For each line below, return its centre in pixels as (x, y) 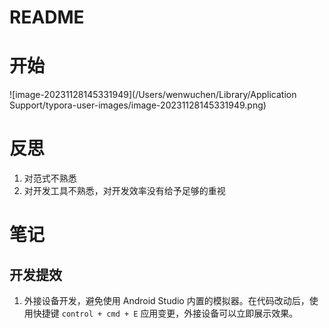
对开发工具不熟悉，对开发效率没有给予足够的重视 (124, 191)
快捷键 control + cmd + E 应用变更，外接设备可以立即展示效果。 (165, 313)
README (47, 17)
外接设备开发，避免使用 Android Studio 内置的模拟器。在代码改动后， (166, 301)
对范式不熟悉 (50, 178)
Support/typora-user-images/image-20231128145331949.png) (138, 105)
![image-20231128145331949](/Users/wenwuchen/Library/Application (153, 95)
